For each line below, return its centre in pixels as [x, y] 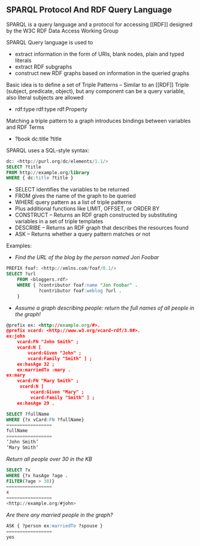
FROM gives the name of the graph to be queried [75, 196]
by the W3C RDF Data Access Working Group [62, 31]
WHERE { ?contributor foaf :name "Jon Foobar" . [77, 285]
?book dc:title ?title [38, 139]
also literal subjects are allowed [45, 97]
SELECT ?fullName [28, 414]
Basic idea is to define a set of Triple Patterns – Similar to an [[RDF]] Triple [98, 85]
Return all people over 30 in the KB [49, 459]
